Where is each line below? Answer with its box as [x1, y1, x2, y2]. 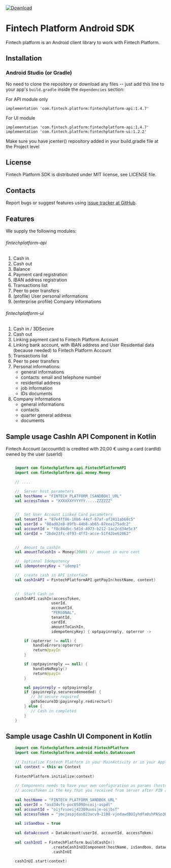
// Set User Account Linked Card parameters [15, 512, 113, 518]
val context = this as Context [15, 764, 81, 769]
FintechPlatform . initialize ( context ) [15, 774, 95, 779]
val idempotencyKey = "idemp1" [15, 564, 81, 569]
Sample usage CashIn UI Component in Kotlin [6, 732, 152, 741]
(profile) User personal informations [13, 293, 88, 299]
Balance [13, 266, 30, 272]
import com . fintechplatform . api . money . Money [15, 470, 111, 475]
